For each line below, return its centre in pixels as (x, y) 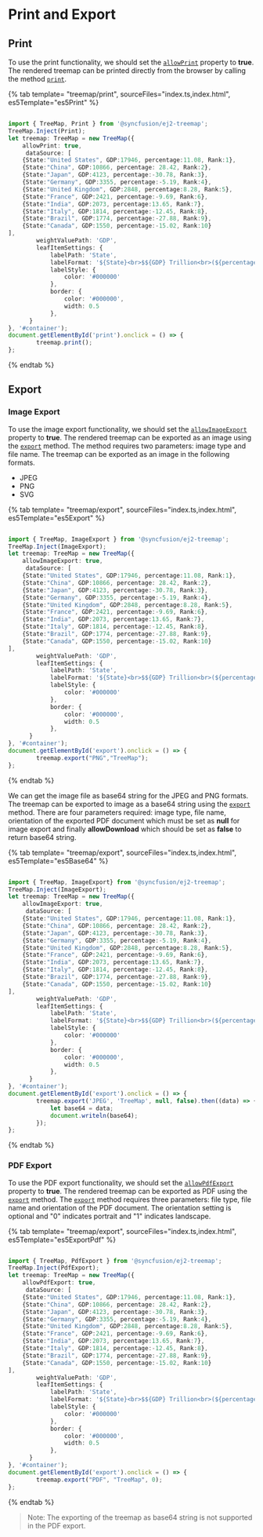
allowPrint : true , (52, 146)
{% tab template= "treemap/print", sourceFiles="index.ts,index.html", (119, 94)
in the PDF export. (56, 1525)
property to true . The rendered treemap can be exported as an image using (130, 437)
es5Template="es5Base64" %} (58, 860)
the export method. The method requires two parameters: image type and (127, 446)
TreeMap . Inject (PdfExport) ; (54, 1268)
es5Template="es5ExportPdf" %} (62, 1239)
